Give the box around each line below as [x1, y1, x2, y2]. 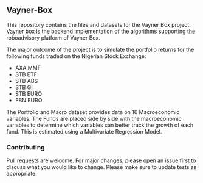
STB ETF [15, 70, 38, 78]
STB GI [15, 84, 33, 91]
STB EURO [15, 90, 43, 97]
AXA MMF [15, 64, 41, 71]
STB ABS [15, 77, 38, 84]
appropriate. [6, 170, 38, 178]
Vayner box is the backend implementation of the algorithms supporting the [6, 27, 196, 35]
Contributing [6, 143, 45, 151]
